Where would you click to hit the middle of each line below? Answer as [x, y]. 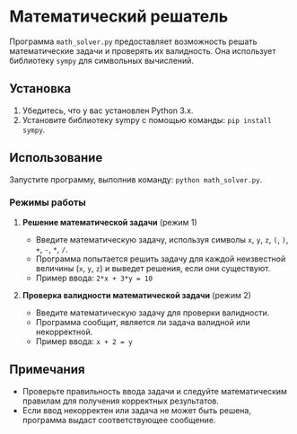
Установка [40, 89]
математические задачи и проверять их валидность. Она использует [143, 50]
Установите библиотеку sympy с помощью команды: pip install [147, 120]
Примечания [47, 370]
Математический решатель [119, 17]
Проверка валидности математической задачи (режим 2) [136, 295]
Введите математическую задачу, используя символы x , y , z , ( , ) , [162, 239]
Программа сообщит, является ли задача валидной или [143, 322]
